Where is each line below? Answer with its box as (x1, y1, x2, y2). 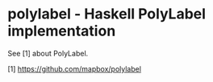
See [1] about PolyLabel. (7, 48, 89, 58)
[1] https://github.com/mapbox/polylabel (7, 64, 142, 73)
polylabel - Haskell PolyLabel (7, 5, 207, 23)
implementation (7, 22, 116, 40)
